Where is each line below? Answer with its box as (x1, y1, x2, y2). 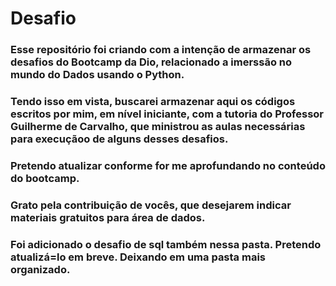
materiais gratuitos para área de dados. (10, 210, 206, 224)
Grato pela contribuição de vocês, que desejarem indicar (10, 198, 292, 212)
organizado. (10, 262, 71, 276)
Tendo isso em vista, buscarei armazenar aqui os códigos (10, 95, 296, 109)
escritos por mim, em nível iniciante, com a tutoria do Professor (10, 107, 324, 121)
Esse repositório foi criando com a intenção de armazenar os (10, 43, 312, 57)
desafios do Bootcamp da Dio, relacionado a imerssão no (10, 55, 293, 69)
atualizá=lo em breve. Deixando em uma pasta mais (10, 250, 267, 264)
